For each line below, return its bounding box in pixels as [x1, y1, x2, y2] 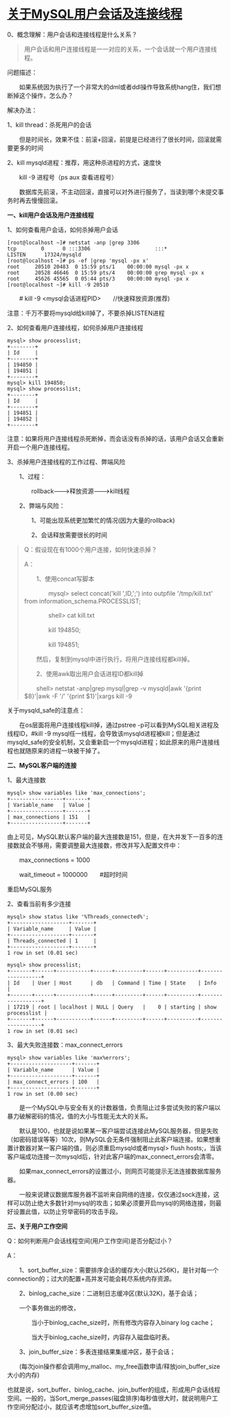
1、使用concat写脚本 [36, 574, 95, 583]
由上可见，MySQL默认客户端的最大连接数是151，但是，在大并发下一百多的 [7, 832, 217, 841]
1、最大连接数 [7, 775, 46, 784]
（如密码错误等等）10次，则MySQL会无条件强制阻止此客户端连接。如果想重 [7, 1135, 221, 1143]
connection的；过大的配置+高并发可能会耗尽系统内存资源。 [7, 1274, 175, 1283]
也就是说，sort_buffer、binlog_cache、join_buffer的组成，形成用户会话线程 [7, 1385, 221, 1394]
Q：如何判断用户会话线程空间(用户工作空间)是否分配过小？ [7, 1236, 173, 1245]
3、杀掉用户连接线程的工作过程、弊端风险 [7, 457, 126, 466]
